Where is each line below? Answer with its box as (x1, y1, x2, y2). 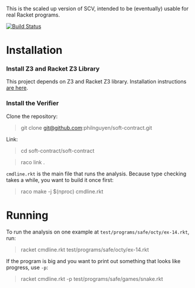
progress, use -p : (6, 264, 49, 271)
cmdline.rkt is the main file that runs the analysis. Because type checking (6, 170, 187, 177)
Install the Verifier (6, 99, 59, 107)
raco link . (20, 158, 45, 165)
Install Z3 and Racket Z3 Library (6, 65, 100, 73)
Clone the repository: (6, 113, 58, 120)
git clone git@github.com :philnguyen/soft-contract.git (20, 124, 152, 131)
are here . (6, 84, 28, 91)
